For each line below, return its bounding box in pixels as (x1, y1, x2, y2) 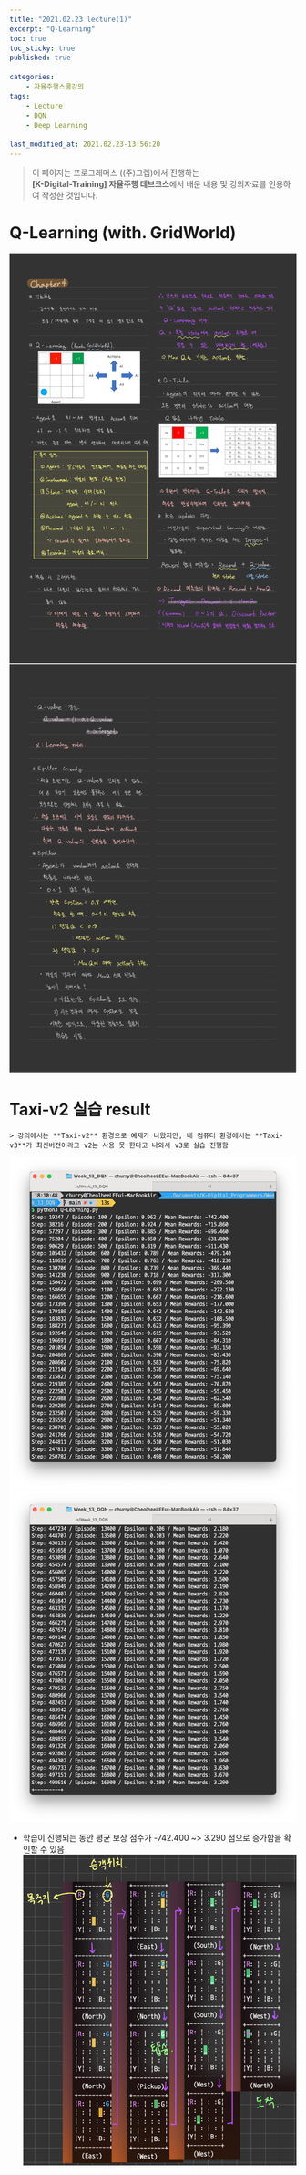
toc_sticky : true (9, 44, 76, 53)
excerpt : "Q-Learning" (9, 24, 96, 34)
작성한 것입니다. (41, 190, 98, 201)
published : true (9, 53, 71, 63)
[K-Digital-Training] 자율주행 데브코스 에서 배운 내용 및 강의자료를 (31, 179, 267, 189)
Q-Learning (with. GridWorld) (9, 223, 237, 244)
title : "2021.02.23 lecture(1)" (9, 15, 132, 24)
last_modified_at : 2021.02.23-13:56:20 (9, 140, 161, 150)
